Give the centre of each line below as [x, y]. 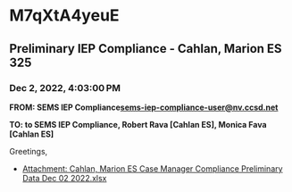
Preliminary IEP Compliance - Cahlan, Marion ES [146, 49]
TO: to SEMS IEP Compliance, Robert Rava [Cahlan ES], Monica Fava [138, 124]
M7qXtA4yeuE [64, 16]
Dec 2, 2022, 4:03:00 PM [65, 88]
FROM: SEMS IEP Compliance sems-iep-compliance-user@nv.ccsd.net [144, 107]
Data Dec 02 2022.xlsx [64, 178]
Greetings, [29, 151]
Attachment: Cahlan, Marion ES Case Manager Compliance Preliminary [152, 168]
